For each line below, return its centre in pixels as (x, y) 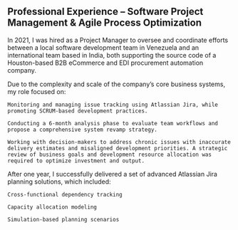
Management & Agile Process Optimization (104, 23)
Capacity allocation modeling (52, 207)
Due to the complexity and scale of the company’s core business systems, (117, 84)
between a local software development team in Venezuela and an (103, 47)
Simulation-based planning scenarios (63, 219)
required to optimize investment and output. (76, 161)
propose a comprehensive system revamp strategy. (83, 130)
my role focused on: (37, 91)
